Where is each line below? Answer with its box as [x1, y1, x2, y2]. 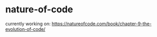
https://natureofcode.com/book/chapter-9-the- [51, 21, 152, 27]
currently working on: [5, 21, 51, 27]
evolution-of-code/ [5, 26, 46, 32]
